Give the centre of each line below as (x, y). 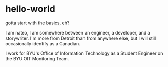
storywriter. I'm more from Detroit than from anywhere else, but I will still (81, 38)
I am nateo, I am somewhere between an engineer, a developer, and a (78, 32)
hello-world (30, 9)
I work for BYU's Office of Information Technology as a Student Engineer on (84, 53)
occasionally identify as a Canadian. (43, 43)
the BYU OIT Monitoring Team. (37, 58)
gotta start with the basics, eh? (37, 23)
